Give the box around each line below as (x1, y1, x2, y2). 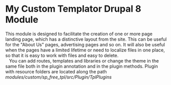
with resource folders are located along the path (5, 68, 107, 74)
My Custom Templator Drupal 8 (5, 3, 142, 15)
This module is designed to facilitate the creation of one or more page (5, 31, 153, 37)
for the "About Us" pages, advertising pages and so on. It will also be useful (5, 41, 165, 47)
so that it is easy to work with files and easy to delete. (5, 52, 119, 59)
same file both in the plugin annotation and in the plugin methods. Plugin (5, 63, 158, 69)
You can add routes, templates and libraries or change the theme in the (9, 58, 159, 64)
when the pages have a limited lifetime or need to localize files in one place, (5, 47, 165, 53)
